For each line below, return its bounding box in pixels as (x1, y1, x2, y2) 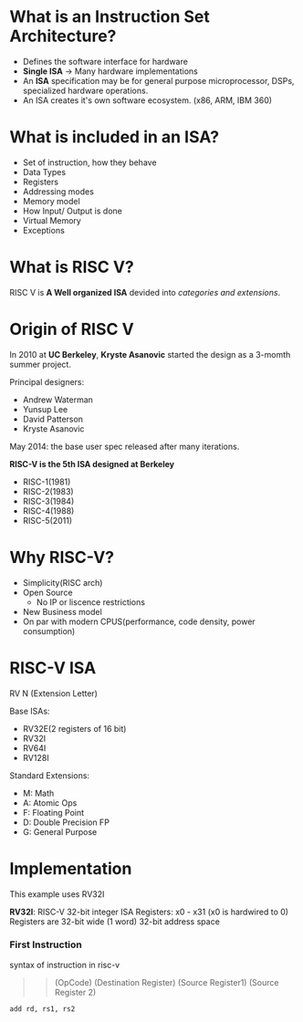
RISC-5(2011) (22, 515, 73, 526)
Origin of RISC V (9, 319, 134, 339)
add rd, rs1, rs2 (9, 1004, 76, 1014)
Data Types (22, 166, 67, 177)
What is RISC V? (9, 257, 135, 277)
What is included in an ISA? (9, 127, 220, 148)
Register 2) (54, 986, 97, 997)
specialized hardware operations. (22, 85, 149, 96)
